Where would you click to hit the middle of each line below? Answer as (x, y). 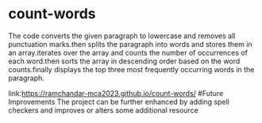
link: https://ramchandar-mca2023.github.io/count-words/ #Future (116, 93)
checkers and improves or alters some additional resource (103, 110)
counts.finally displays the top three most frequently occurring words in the (131, 69)
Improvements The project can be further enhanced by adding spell (119, 102)
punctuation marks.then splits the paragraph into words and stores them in (130, 44)
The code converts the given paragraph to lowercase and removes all (122, 36)
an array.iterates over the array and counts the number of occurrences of (128, 52)
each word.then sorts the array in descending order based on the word (124, 61)
